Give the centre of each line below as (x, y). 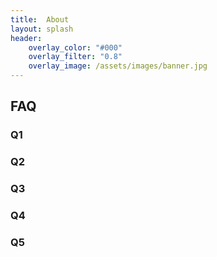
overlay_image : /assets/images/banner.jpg (118, 66)
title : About (40, 19)
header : (26, 38)
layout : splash (42, 29)
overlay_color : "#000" (75, 47)
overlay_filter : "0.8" (75, 57)
